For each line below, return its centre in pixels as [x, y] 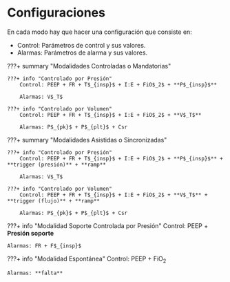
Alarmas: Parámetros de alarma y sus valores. [82, 53]
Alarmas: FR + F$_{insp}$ [44, 246]
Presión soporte [31, 233]
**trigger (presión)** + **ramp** [57, 164]
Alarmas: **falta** [35, 273]
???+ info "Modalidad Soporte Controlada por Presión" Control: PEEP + [108, 225]
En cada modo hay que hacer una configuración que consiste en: [100, 32]
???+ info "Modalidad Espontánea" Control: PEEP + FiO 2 [87, 259]
